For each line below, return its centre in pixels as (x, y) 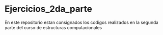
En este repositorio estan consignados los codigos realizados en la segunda (81, 22)
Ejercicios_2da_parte (48, 9)
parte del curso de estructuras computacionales (53, 27)
